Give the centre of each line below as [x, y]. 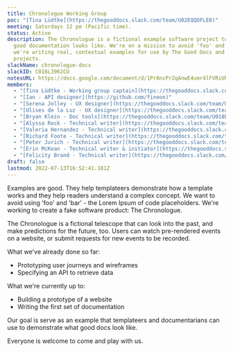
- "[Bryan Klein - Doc [46, 116]
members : [20, 85]
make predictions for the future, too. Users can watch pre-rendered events [114, 231]
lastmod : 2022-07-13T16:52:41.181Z [59, 168]
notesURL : [21, 78]
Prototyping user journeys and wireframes [78, 265]
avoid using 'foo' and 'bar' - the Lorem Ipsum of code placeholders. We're [113, 202]
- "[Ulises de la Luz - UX [52, 110]
